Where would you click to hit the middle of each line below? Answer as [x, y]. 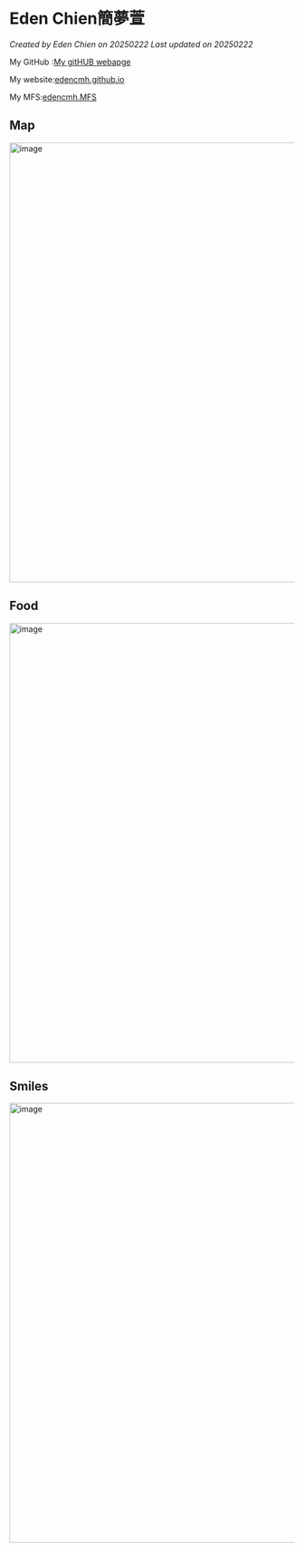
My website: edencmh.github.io [67, 79]
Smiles [29, 1086]
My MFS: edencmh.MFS [53, 97]
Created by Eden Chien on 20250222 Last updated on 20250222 [131, 44]
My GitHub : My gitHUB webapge [70, 62]
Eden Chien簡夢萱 [77, 19]
